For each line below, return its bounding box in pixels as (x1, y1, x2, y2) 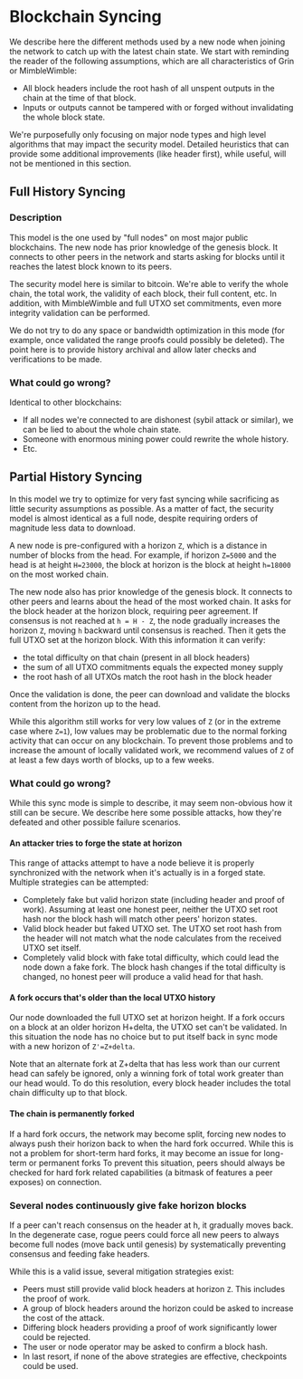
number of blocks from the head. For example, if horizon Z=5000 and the (9, 550, 278, 560)
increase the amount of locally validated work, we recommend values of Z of (9, 744, 294, 755)
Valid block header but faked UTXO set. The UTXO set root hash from (22, 924, 282, 934)
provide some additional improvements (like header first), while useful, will (9, 148, 287, 159)
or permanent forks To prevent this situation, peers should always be (28, 1157, 286, 1168)
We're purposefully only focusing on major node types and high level (9, 129, 267, 139)
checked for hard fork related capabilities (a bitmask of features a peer (9, 1166, 273, 1178)
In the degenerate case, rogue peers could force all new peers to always (9, 1229, 279, 1240)
